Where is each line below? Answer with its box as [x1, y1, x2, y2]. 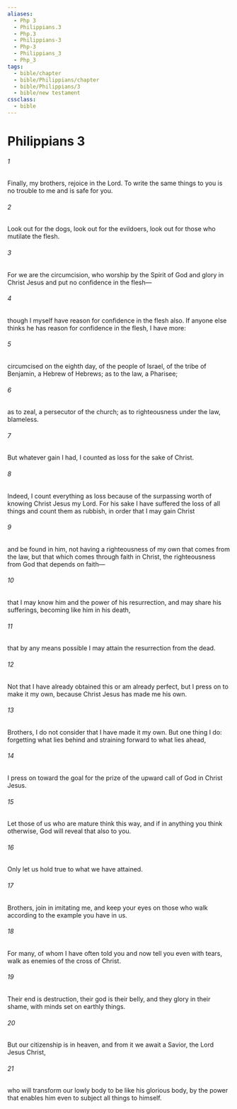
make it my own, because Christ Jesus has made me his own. [7, 689, 187, 698]
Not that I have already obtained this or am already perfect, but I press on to [7, 682, 229, 691]
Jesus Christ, [7, 1048, 46, 1057]
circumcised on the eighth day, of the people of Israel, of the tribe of [7, 362, 207, 371]
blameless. [7, 416, 39, 424]
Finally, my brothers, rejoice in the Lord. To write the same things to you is [7, 179, 223, 188]
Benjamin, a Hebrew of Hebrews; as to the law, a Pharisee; [7, 369, 178, 378]
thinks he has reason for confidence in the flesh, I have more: [7, 323, 186, 332]
